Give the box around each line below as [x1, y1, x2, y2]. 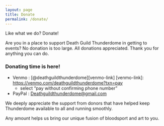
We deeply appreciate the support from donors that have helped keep [5, 100, 150, 106]
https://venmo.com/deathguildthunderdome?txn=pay [12, 79, 123, 85]
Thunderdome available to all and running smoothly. [5, 105, 113, 111]
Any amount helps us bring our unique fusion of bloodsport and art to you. [5, 115, 159, 121]
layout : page [5, 7, 33, 12]
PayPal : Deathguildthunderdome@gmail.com [12, 90, 107, 96]
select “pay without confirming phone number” [20, 85, 118, 91]
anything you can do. [5, 50, 49, 56]
